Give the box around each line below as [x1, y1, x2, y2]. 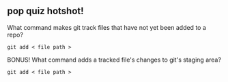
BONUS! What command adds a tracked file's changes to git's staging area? [7, 56, 222, 64]
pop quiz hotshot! [7, 5, 84, 17]
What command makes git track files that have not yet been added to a [7, 23, 207, 31]
